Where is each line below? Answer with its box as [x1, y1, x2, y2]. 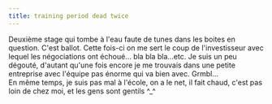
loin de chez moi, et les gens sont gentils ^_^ [8, 86, 156, 96]
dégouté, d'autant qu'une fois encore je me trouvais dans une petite [8, 60, 235, 70]
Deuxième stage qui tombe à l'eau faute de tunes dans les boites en [8, 34, 235, 44]
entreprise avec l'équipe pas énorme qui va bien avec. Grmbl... [8, 68, 219, 78]
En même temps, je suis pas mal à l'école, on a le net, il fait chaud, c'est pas [8, 77, 262, 87]
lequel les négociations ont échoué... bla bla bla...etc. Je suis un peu [8, 51, 237, 61]
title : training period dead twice [8, 11, 129, 20]
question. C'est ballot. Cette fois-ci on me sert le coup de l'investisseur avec [8, 42, 264, 53]
